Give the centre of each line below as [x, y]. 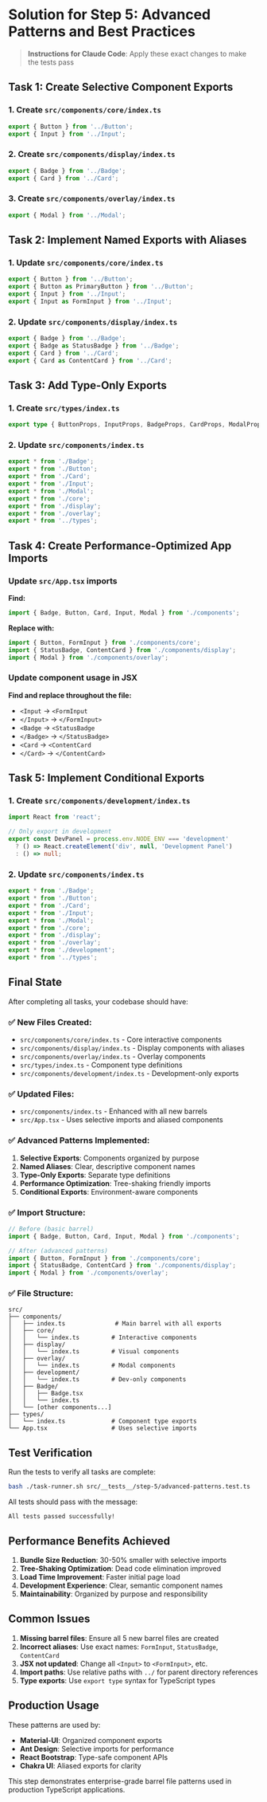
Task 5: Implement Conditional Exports [106, 778]
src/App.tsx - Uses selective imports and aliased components [122, 1120]
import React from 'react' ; [55, 817]
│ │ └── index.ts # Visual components [94, 1352]
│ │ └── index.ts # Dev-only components [97, 1380]
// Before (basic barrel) [51, 1229]
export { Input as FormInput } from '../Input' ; [90, 301]
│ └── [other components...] [60, 1407]
